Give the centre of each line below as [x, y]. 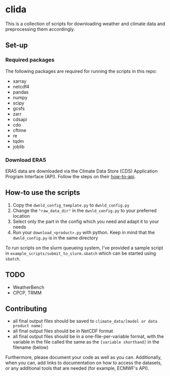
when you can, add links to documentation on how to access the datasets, [84, 363]
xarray [19, 81]
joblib [18, 146]
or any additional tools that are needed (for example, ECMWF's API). [77, 368]
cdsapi [20, 119]
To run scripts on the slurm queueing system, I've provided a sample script [84, 248]
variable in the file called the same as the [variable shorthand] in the [86, 342]
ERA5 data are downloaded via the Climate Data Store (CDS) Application [81, 171]
